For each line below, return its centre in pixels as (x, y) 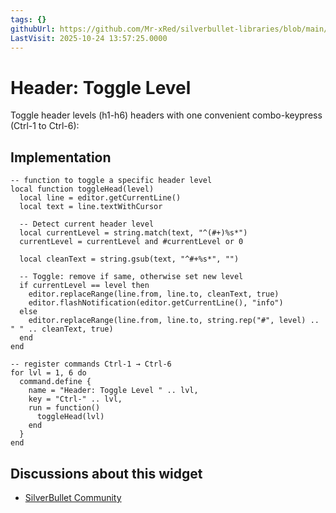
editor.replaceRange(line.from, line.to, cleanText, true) (154, 294)
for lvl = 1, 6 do (48, 373)
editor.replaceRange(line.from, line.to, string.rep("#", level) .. (174, 321)
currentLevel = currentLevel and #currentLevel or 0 (131, 242)
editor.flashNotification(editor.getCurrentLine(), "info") (156, 303)
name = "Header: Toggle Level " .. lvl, (113, 391)
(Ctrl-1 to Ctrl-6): (45, 126)
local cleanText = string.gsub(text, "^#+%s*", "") (129, 259)
